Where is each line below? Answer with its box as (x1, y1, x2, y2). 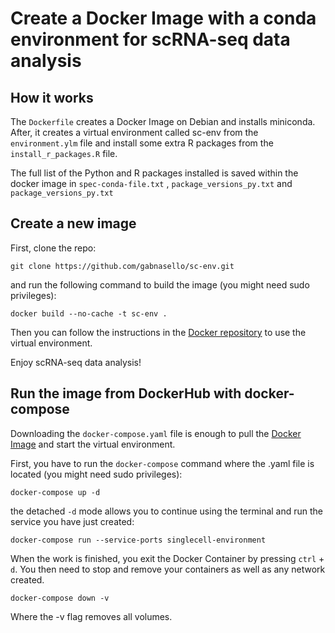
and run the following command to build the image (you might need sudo (10, 278, 310, 291)
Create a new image (10, 215, 137, 232)
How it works (10, 89, 94, 106)
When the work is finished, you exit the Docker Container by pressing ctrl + (10, 552, 325, 564)
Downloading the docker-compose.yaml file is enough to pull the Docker (10, 427, 302, 439)
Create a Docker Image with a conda (10, 7, 317, 30)
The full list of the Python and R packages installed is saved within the (10, 167, 299, 179)
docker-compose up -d (10, 487, 101, 497)
